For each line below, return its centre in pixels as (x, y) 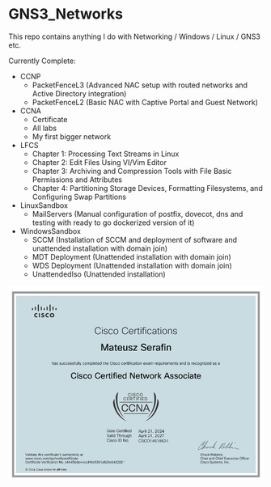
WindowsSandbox (50, 231)
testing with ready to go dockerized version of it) (113, 222)
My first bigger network (72, 136)
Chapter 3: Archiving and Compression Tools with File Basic (132, 171)
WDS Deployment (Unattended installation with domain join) (132, 265)
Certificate (50, 119)
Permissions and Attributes (77, 180)
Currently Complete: (42, 61)
